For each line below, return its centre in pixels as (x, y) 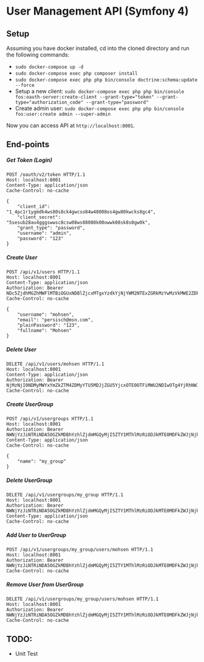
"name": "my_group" (42, 462)
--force (25, 85)
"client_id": (34, 207)
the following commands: (38, 55)
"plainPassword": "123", (49, 326)
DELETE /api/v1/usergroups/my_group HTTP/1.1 (65, 495)
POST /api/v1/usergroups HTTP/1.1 (50, 419)
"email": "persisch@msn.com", (56, 320)
